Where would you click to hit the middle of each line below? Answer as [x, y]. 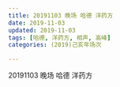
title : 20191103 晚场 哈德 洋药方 [61, 15]
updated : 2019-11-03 [42, 30]
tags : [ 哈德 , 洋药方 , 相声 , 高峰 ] [60, 38]
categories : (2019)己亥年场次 [55, 45]
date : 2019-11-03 [37, 23]
